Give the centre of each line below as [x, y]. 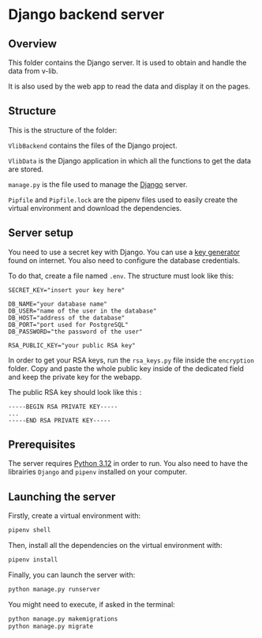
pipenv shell [30, 531]
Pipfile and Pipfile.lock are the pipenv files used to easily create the [123, 200]
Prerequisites [42, 445]
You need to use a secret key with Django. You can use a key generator [124, 252]
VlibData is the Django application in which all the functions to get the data [129, 160]
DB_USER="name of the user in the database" [82, 311]
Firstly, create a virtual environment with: [75, 516]
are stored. [26, 169]
